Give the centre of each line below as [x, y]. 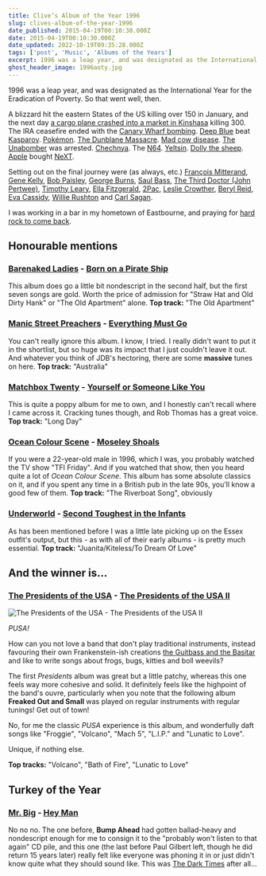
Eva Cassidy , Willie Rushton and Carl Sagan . [81, 197]
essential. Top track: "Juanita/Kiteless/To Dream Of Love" [102, 548]
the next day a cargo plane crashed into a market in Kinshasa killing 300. [127, 122]
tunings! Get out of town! [49, 710]
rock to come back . [40, 221]
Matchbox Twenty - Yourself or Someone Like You [107, 387]
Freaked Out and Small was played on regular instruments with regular [124, 702]
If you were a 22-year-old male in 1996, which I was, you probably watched [131, 460]
